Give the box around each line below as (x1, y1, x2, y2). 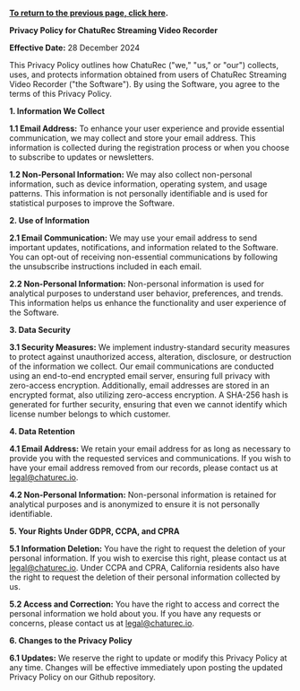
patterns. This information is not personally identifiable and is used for (9, 188, 269, 198)
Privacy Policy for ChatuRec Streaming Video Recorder (9, 25, 218, 35)
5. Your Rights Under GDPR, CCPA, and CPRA (9, 526, 180, 537)
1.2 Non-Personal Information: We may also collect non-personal (9, 170, 253, 179)
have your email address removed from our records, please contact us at (9, 462, 279, 473)
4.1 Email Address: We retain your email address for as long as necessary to (9, 443, 291, 454)
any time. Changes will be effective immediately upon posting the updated (9, 662, 284, 672)
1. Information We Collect (9, 106, 106, 116)
